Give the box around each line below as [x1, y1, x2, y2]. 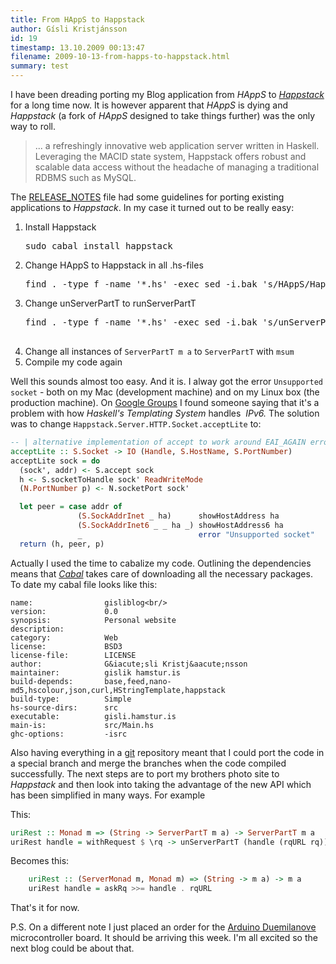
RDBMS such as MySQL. [34, 172, 137, 183]
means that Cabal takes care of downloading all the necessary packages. [10, 567, 313, 580]
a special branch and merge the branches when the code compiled [10, 757, 287, 769]
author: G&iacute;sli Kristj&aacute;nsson [10, 659, 248, 669]
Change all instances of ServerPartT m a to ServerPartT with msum [24, 346, 295, 357]
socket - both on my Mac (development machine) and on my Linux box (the [10, 386, 320, 398]
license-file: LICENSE [10, 650, 137, 660]
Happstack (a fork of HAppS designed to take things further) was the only [10, 110, 316, 121]
